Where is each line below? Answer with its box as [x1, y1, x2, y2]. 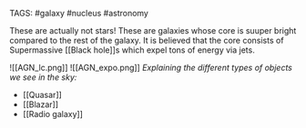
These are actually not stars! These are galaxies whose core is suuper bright [9, 25, 297, 35]
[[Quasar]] [22, 90, 62, 100]
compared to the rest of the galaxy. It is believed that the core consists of [9, 35, 284, 45]
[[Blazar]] [22, 99, 59, 110]
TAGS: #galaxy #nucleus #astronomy [9, 8, 148, 18]
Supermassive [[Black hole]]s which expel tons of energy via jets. [9, 44, 255, 55]
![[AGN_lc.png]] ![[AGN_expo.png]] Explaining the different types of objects [9, 63, 293, 73]
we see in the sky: [9, 72, 77, 83]
